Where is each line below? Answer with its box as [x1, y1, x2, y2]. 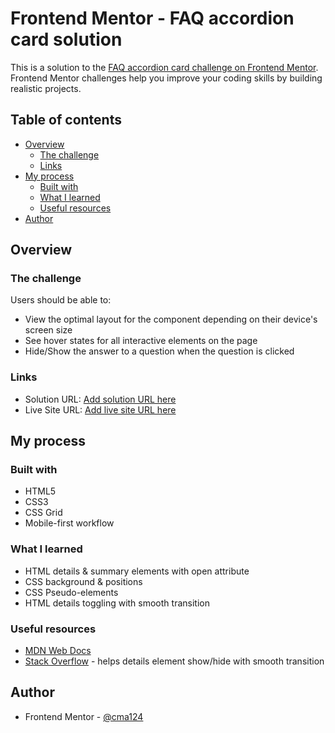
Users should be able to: [10, 294, 112, 306]
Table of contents [10, 112, 122, 129]
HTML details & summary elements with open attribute [24, 565, 250, 577]
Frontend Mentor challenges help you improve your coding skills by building [10, 72, 323, 84]
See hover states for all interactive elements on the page [24, 335, 258, 347]
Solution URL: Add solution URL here [24, 393, 177, 405]
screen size [24, 324, 73, 336]
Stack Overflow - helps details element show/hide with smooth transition [24, 655, 325, 667]
